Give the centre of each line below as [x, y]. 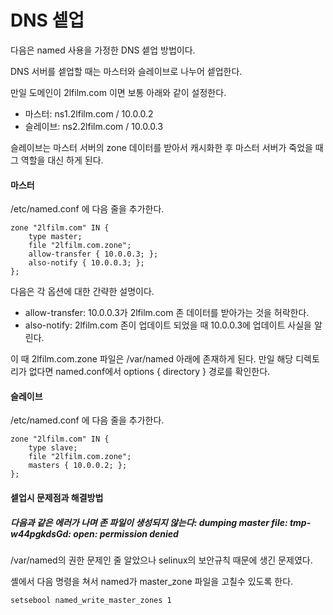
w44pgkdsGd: [41, 533]
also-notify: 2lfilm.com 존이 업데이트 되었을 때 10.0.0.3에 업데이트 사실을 [168, 325]
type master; [55, 237]
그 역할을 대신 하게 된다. [57, 160]
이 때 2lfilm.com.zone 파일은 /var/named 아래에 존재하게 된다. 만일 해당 [152, 359]
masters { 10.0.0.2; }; [78, 466]
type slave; [53, 448]
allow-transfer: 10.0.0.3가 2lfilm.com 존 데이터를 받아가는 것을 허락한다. [167, 313]
